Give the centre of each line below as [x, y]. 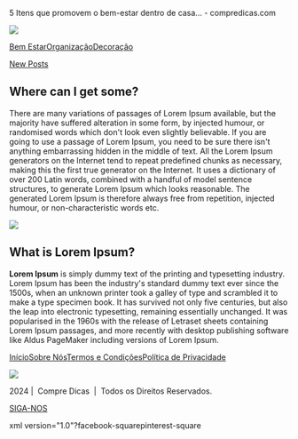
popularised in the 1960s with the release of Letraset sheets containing [139, 321]
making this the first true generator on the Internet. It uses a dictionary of [143, 170]
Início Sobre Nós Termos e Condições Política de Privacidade [118, 357]
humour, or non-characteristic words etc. [84, 207]
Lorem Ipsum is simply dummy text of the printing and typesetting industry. [147, 274]
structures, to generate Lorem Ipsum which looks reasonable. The [129, 188]
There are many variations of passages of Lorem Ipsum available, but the [143, 113]
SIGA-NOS [28, 408]
